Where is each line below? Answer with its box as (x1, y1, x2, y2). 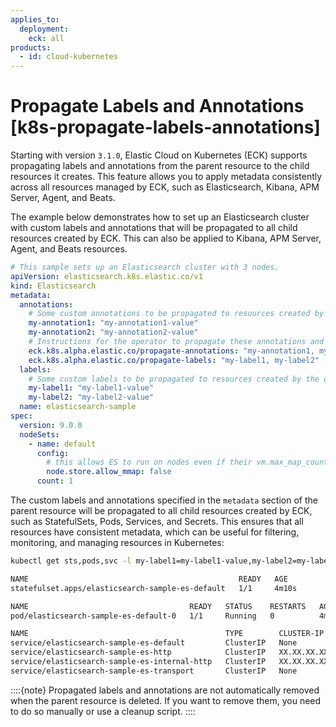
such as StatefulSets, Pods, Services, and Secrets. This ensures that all (10, 516, 304, 528)
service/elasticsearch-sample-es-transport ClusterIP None (10, 666, 298, 676)
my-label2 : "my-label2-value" (28, 392, 155, 403)
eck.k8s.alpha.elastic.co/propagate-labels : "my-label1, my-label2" (28, 355, 320, 365)
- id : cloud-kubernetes (19, 52, 118, 62)
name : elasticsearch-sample (19, 402, 137, 412)
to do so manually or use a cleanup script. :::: (10, 705, 196, 717)
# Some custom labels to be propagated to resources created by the (28, 374, 320, 384)
